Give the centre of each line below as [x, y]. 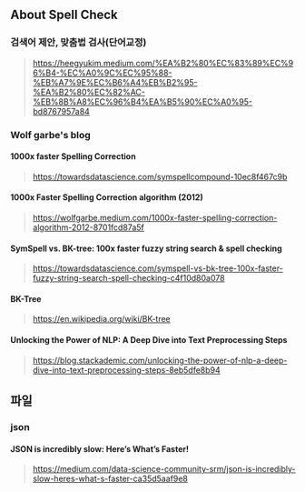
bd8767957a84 [61, 111]
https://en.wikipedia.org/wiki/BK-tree [101, 319]
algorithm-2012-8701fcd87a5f [88, 227]
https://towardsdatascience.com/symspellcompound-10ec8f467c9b [160, 176]
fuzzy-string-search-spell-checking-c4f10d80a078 [128, 278]
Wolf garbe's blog [51, 135]
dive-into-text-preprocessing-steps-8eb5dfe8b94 [126, 370]
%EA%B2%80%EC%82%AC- [89, 92]
